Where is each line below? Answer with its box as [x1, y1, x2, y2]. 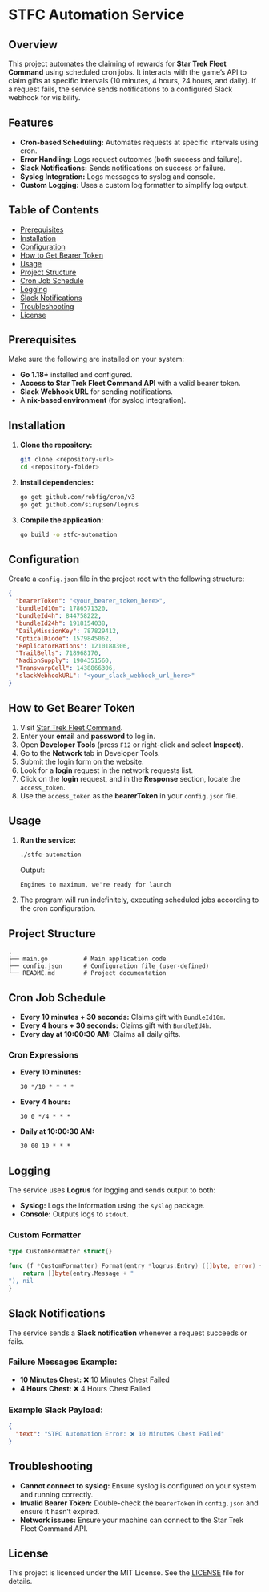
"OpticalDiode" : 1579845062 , [15, 634, 113, 643]
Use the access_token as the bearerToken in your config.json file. [19, 790, 239, 800]
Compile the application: [19, 515, 104, 525]
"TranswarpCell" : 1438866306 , [15, 664, 116, 672]
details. [8, 1577, 33, 1586]
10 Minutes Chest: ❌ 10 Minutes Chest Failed [19, 1375, 170, 1384]
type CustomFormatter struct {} [8, 1248, 113, 1256]
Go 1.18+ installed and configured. [19, 370, 133, 380]
